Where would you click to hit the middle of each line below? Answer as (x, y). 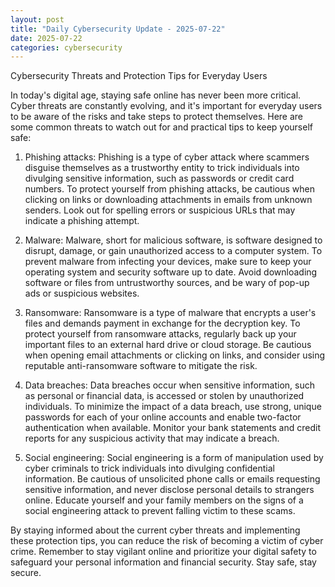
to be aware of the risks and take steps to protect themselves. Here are (157, 117)
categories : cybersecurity (66, 47)
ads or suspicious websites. (82, 293)
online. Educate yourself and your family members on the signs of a (164, 500)
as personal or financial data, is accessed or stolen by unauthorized (164, 396)
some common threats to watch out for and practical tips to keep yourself (161, 127)
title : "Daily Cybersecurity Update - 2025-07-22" (118, 29)
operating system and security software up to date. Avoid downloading (171, 272)
